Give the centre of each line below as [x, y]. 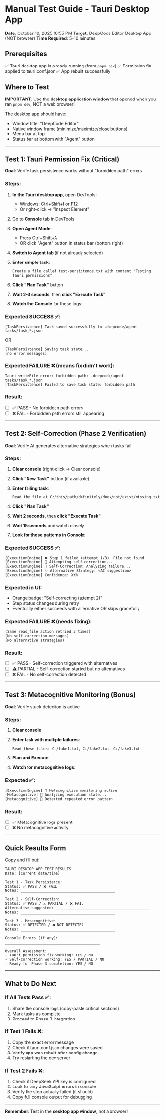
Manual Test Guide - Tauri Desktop [77, 9]
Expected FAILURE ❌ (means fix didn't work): [60, 365]
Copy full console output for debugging [52, 1097]
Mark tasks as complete [36, 1014]
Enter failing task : [30, 488]
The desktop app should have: [36, 114]
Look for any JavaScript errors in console [54, 1086]
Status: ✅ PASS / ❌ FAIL [31, 886]
